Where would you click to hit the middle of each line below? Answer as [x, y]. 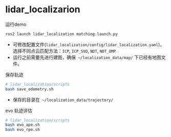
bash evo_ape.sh [23, 125]
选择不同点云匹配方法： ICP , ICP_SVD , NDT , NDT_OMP [64, 51]
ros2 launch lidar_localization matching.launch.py [61, 34]
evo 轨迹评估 [19, 110]
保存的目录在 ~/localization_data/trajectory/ [63, 100]
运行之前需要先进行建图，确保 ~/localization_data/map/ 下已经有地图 [87, 57]
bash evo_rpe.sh [23, 130]
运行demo [16, 24]
